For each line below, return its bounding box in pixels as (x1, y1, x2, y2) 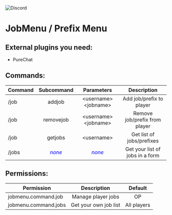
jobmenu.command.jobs (8, 201, 66, 208)
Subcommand (38, 86, 74, 93)
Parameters (83, 86, 113, 93)
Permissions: (5, 169, 49, 178)
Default (128, 184, 147, 192)
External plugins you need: (5, 43, 93, 52)
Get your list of (125, 146, 161, 153)
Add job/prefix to (122, 95, 164, 102)
